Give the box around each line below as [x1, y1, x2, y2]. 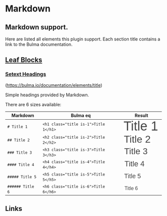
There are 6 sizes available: [5, 101, 62, 107]
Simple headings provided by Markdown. [5, 92, 89, 98]
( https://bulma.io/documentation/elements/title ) [5, 82, 103, 88]
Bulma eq [71, 113, 91, 119]
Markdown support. [5, 23, 68, 31]
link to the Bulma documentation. [5, 41, 73, 47]
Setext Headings [5, 71, 46, 78]
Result [135, 113, 149, 119]
